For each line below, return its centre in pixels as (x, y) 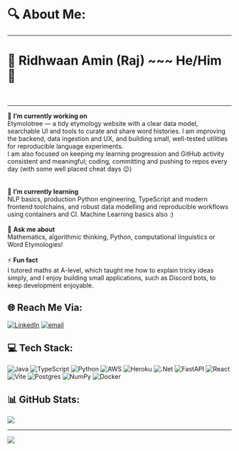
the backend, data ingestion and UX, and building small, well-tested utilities (118, 138)
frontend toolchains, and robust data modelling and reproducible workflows (118, 206)
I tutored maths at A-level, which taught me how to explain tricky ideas (111, 270)
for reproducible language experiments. (65, 146)
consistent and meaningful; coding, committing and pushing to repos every (117, 161)
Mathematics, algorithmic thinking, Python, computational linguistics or (111, 237)
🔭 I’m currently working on (47, 116)
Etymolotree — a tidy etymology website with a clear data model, (103, 123)
